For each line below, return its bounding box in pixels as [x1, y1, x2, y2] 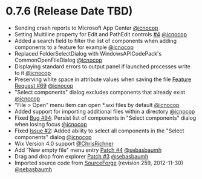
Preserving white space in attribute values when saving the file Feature [14, 76, 192, 83]
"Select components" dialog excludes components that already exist [14, 88, 186, 96]
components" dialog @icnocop [14, 133, 92, 140]
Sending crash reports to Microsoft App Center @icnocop [14, 24, 158, 31]
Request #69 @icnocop [14, 82, 74, 89]
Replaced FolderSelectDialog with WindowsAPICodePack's [14, 50, 162, 57]
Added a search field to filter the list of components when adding [14, 37, 177, 44]
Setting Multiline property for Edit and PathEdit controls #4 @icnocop [14, 30, 187, 37]
